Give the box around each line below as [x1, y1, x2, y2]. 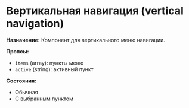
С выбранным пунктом [14, 95, 73, 102]
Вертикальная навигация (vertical [6, 4, 184, 18]
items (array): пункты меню [14, 59, 84, 66]
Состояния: [6, 77, 37, 84]
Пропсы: [6, 47, 29, 55]
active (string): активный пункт [14, 65, 94, 72]
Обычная [14, 88, 39, 96]
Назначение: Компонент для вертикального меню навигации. [6, 36, 165, 43]
